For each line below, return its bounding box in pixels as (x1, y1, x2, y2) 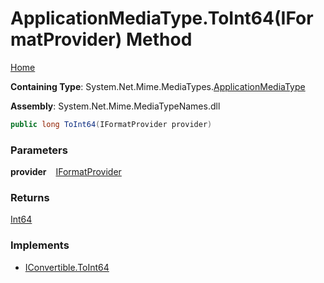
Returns (10, 191, 50, 205)
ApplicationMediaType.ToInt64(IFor (10, 7, 314, 30)
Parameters (10, 143, 68, 157)
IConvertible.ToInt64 (24, 261, 110, 273)
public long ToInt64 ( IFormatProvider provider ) (10, 119, 213, 129)
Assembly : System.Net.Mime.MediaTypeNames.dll (10, 100, 221, 112)
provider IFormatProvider (10, 166, 122, 178)
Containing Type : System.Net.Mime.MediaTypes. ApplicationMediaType (10, 80, 306, 92)
